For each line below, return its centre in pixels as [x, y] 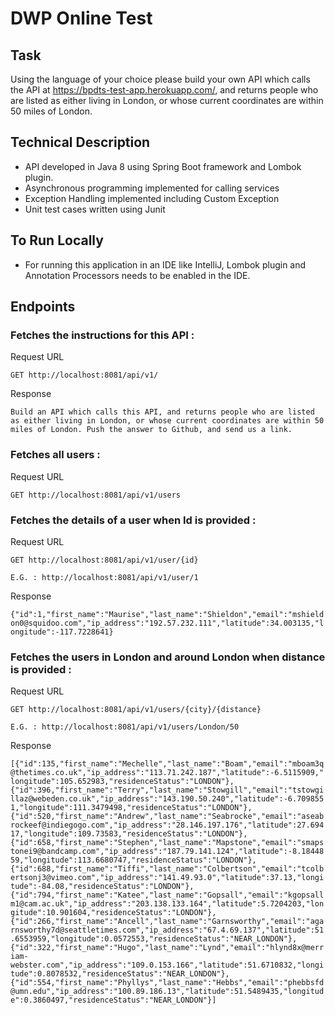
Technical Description [80, 142]
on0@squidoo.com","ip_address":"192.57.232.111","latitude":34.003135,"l [167, 623]
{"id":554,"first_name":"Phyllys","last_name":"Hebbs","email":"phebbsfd [167, 983]
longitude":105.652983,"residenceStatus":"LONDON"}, [122, 782]
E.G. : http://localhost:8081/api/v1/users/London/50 [125, 727]
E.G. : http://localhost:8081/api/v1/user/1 [104, 577]
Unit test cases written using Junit [95, 209]
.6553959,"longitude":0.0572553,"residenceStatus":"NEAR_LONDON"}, [154, 939]
